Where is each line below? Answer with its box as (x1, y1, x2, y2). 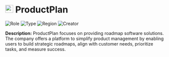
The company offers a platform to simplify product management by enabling (5, 35, 164, 41)
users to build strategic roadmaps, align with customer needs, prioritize (5, 40, 153, 46)
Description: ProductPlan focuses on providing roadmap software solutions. (5, 30, 164, 36)
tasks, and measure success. (5, 46, 66, 52)
